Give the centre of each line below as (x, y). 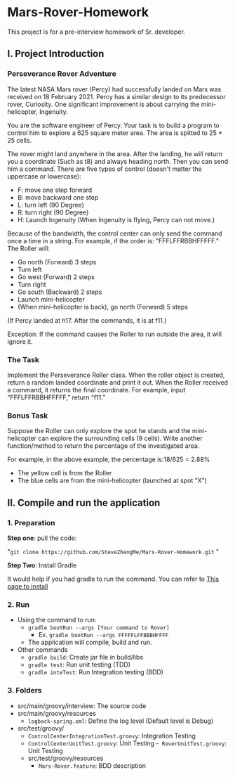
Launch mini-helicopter (51, 299)
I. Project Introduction (56, 54)
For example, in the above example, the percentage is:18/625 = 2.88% (109, 460)
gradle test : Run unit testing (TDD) (79, 664)
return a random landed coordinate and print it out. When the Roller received (118, 382)
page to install (28, 586)
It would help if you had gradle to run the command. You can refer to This (113, 579)
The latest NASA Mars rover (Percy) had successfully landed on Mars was (114, 89)
